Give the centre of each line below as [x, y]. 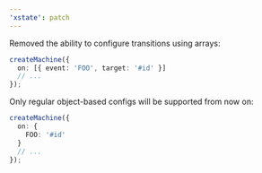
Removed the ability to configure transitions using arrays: [115, 43]
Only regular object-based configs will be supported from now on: [131, 102]
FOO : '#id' [46, 134]
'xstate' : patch [39, 17]
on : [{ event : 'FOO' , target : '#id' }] [92, 68]
